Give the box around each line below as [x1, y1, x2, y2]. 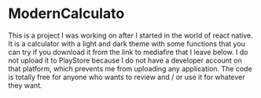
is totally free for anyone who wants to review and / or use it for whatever [8, 72, 245, 82]
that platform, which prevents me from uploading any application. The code [8, 64, 253, 73]
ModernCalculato [8, 5, 125, 23]
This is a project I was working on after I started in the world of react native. [8, 31, 253, 40]
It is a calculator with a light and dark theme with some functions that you [8, 38, 246, 48]
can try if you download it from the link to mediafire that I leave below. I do [8, 47, 248, 56]
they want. [8, 80, 42, 90]
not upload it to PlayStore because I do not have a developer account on [8, 56, 242, 65]
